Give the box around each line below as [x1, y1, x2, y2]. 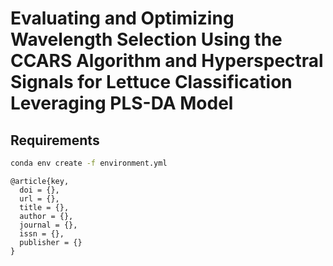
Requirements [10, 132, 100, 149]
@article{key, [10, 176, 70, 186]
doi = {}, [19, 185, 60, 195]
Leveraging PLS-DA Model [10, 92, 234, 115]
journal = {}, [19, 220, 78, 230]
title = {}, [19, 202, 70, 212]
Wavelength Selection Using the [10, 28, 283, 51]
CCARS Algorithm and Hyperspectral [10, 50, 324, 72]
